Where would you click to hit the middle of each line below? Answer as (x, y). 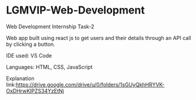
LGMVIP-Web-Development (75, 10)
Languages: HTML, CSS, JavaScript (49, 67)
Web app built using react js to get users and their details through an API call (99, 38)
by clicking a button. (31, 44)
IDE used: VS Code (29, 55)
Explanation (20, 78)
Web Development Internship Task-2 (50, 26)
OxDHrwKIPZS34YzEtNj (35, 91)
